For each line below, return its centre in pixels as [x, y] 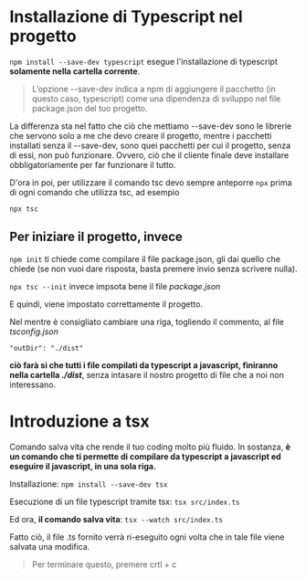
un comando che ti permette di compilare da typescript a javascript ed [145, 456]
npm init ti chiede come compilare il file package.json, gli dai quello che [145, 258]
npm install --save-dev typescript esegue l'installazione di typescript [144, 61]
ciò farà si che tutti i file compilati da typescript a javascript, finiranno [144, 365]
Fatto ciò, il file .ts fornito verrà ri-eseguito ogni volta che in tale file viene [147, 537]
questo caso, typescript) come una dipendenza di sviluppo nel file [156, 99]
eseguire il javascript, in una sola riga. [83, 466]
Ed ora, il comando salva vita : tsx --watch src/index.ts [116, 519]
